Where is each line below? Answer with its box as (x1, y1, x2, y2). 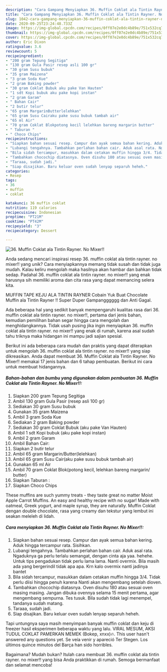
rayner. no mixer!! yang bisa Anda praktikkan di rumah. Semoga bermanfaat (5, 657, 160, 663)
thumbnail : (5, 30, 28, 35)
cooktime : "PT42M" (5, 219, 44, 224)
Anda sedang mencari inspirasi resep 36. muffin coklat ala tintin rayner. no (5, 256, 158, 262)
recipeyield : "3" (5, 224, 42, 229)
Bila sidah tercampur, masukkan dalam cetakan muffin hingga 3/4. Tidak (12, 574, 161, 580)
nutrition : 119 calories (5, 205, 57, 210)
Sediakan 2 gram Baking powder (12, 419, 80, 425)
